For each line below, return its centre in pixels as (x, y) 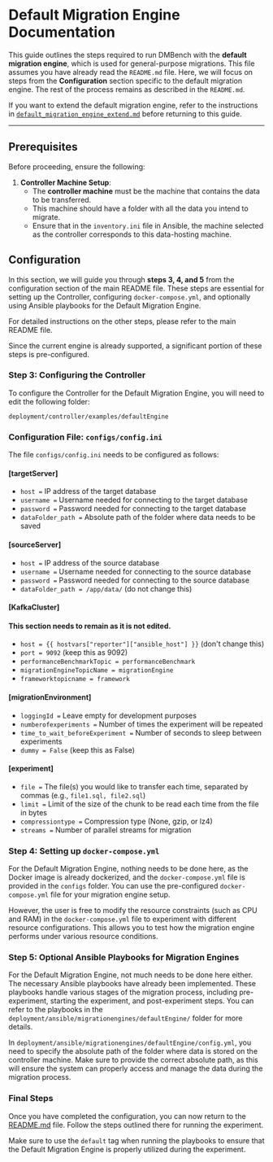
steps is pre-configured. (49, 354)
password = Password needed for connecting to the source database (135, 580)
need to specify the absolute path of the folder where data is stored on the (133, 1051)
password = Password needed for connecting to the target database (133, 509)
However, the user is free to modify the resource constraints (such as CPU (133, 911)
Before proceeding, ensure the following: (77, 166)
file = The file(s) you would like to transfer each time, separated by (134, 786)
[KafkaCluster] (34, 607)
